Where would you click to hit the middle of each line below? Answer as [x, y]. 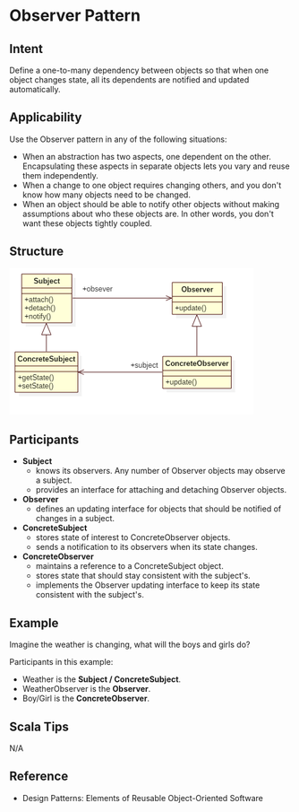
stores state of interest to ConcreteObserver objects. [133, 537]
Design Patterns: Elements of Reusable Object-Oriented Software [143, 798]
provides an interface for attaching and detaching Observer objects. [161, 490]
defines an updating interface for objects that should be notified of [158, 509]
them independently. [60, 175]
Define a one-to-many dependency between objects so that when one [139, 70]
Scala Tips [39, 726]
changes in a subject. [75, 519]
